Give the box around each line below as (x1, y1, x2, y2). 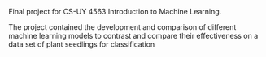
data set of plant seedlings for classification (8, 39, 155, 49)
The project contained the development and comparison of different (8, 22, 237, 31)
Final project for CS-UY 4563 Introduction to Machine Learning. (8, 7, 222, 16)
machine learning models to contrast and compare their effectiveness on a (8, 31, 259, 40)
